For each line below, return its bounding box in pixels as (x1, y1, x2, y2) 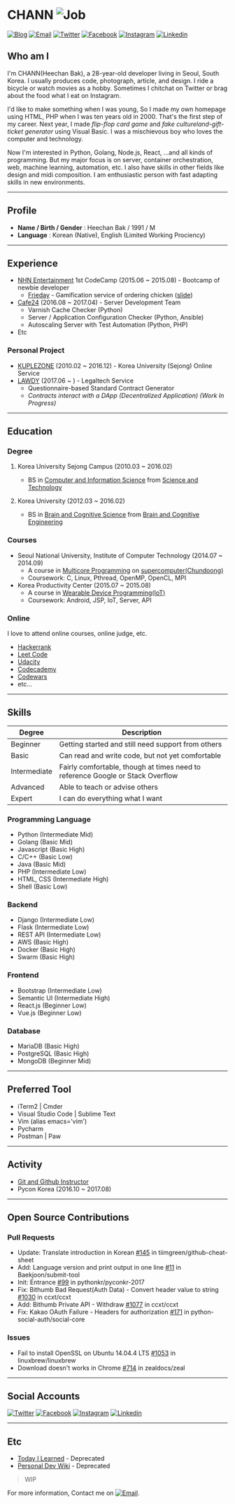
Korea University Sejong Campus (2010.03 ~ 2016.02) (17, 462, 173, 471)
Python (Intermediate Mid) (17, 830, 94, 839)
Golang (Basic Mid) (17, 838, 73, 846)
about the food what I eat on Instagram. (7, 91, 121, 99)
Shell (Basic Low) (17, 882, 68, 891)
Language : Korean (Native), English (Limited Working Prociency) (17, 231, 206, 239)
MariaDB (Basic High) (17, 1042, 80, 1050)
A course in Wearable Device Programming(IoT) (27, 588, 166, 597)
